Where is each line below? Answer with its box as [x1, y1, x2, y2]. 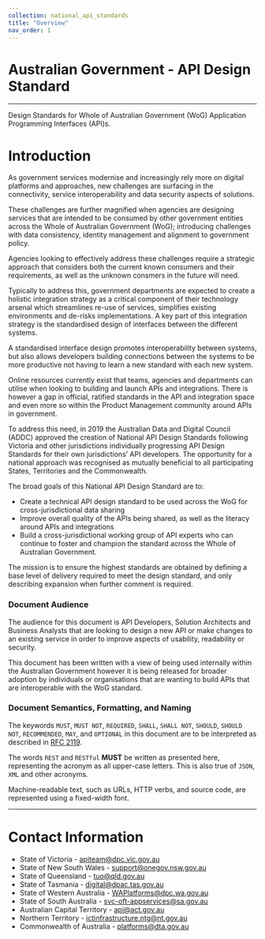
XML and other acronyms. [8, 769, 88, 779]
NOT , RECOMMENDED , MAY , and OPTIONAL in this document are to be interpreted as [8, 729, 257, 738]
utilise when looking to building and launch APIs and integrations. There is [8, 384, 248, 394]
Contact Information [8, 828, 144, 847]
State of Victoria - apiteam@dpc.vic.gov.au [19, 854, 160, 864]
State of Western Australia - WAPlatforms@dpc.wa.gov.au [19, 888, 209, 897]
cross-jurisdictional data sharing [19, 505, 125, 515]
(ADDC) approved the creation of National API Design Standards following [8, 432, 248, 443]
